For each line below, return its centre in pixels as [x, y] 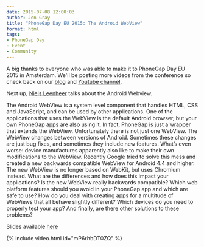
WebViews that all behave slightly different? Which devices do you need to [100, 201]
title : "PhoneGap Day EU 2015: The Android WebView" [75, 23]
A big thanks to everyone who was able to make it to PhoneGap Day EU [96, 69]
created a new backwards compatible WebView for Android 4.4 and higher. [100, 163]
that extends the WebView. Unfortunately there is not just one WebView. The [102, 130]
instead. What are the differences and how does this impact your [87, 176]
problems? [19, 215]
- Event [16, 46]
